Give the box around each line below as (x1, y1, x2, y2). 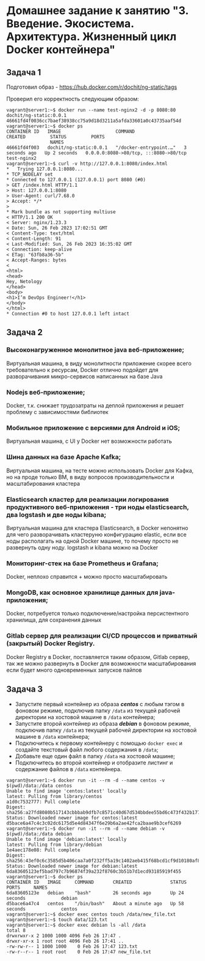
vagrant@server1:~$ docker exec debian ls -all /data (6, 922, 146, 928)
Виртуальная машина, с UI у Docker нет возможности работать (6, 437, 172, 445)
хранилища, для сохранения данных (6, 616, 102, 624)
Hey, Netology (6, 279, 43, 285)
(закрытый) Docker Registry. (6, 639, 95, 648)
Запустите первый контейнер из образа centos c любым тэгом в (15, 700, 185, 707)
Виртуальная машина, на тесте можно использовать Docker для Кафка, (6, 467, 194, 474)
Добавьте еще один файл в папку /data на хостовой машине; (15, 752, 176, 759)
